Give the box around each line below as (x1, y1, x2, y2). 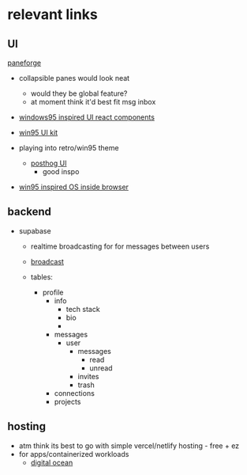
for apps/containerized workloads (18, 449, 129, 458)
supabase (18, 226, 52, 235)
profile (42, 287, 64, 297)
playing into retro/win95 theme (18, 143, 119, 152)
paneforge (7, 58, 41, 67)
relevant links (7, 6, 98, 24)
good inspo (42, 167, 80, 176)
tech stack (65, 304, 100, 313)
